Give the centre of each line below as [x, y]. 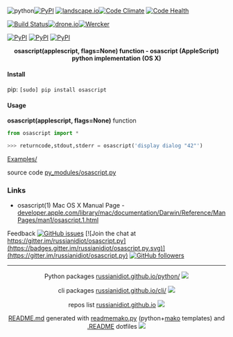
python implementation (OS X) [116, 58]
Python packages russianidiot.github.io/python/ [112, 276]
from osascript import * [43, 134]
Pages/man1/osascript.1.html [58, 220]
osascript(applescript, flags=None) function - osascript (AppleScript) [116, 51]
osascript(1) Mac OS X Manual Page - [71, 206]
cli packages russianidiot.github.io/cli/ [112, 291]
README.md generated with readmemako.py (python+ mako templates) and [116, 318]
